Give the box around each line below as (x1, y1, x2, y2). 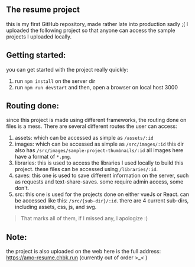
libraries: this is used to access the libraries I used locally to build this (14, 159, 184, 166)
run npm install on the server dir (14, 77, 96, 85)
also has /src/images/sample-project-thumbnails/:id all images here (14, 147, 184, 154)
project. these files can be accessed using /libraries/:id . (14, 166, 158, 173)
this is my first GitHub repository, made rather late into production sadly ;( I (6, 20, 188, 27)
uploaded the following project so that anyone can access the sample (6, 27, 175, 34)
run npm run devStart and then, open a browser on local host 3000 (14, 83, 178, 91)
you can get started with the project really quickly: (6, 66, 128, 73)
